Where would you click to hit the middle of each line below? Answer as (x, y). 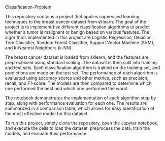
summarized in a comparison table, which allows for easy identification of (80, 108)
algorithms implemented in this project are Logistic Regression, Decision (78, 37)
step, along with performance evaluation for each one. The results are (76, 103)
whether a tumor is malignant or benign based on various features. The (77, 32)
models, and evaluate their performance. (46, 133)
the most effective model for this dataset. (47, 114)
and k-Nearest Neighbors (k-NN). (39, 48)
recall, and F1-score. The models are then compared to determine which (78, 83)
